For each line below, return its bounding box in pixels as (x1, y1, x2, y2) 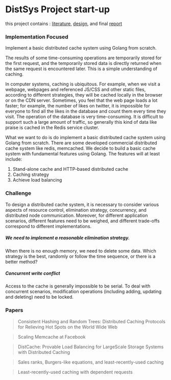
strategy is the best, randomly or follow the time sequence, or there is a (5, 253, 156, 259)
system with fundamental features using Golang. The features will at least (5, 151, 160, 157)
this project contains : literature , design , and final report (5, 20, 123, 27)
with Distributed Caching (17, 349, 70, 355)
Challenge (5, 190, 32, 197)
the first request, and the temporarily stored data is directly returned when (5, 60, 162, 66)
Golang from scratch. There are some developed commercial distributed (5, 140, 157, 146)
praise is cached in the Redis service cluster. (5, 124, 100, 131)
